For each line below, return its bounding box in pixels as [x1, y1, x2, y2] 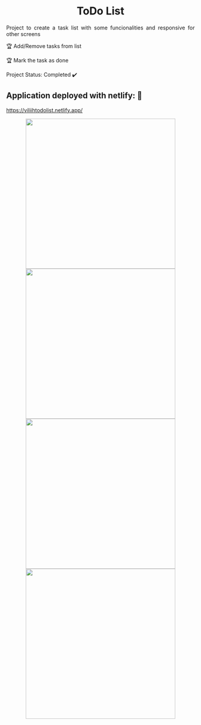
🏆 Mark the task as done [6, 56, 69, 64]
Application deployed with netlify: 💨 [6, 91, 142, 101]
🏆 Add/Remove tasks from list [6, 42, 82, 49]
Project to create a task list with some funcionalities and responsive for [6, 24, 195, 31]
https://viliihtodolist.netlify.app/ [6, 106, 83, 113]
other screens [6, 30, 41, 37]
